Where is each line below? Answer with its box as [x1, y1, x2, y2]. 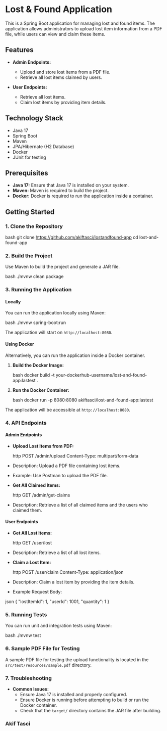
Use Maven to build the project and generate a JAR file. [5, 264, 120, 270]
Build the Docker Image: [12, 362, 64, 368]
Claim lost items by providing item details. [20, 99, 107, 105]
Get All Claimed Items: [12, 482, 60, 488]
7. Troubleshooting [5, 674, 52, 681]
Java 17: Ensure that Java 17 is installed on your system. [12, 182, 129, 188]
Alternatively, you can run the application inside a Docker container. [5, 352, 145, 358]
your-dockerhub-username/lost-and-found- [55, 372, 147, 378]
